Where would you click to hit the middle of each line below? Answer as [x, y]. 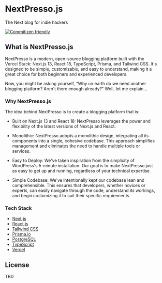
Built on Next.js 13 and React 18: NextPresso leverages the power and [81, 121]
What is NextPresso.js [39, 47]
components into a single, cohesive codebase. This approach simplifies [83, 141]
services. [21, 151]
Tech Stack [19, 208]
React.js [20, 224]
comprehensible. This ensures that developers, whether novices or [79, 186]
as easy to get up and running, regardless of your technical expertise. [81, 171]
